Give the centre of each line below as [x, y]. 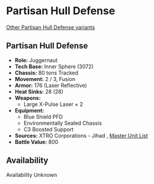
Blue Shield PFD [43, 117]
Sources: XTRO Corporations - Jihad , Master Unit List [81, 135]
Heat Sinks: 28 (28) [39, 91]
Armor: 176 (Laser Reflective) [51, 85]
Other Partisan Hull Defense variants [51, 27]
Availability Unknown [32, 175]
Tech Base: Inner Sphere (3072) [54, 66]
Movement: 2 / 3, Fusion [45, 79]
